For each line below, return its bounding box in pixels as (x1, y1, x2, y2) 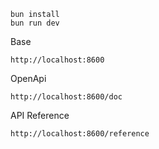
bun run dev (10, 18, 60, 28)
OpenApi (10, 73, 47, 84)
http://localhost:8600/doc (10, 92, 123, 102)
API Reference (10, 110, 70, 121)
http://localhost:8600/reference (10, 129, 150, 139)
